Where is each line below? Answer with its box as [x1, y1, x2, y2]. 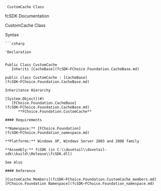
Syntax [5, 32, 19, 37]
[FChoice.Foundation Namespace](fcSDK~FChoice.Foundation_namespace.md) [5, 181, 155, 186]
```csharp [5, 41, 25, 46]
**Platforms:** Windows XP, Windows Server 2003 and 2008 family [5, 139, 139, 143]
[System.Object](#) [5, 96, 44, 101]
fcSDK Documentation [5, 13, 49, 19]
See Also [5, 160, 23, 165]
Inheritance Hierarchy [5, 88, 51, 93]
